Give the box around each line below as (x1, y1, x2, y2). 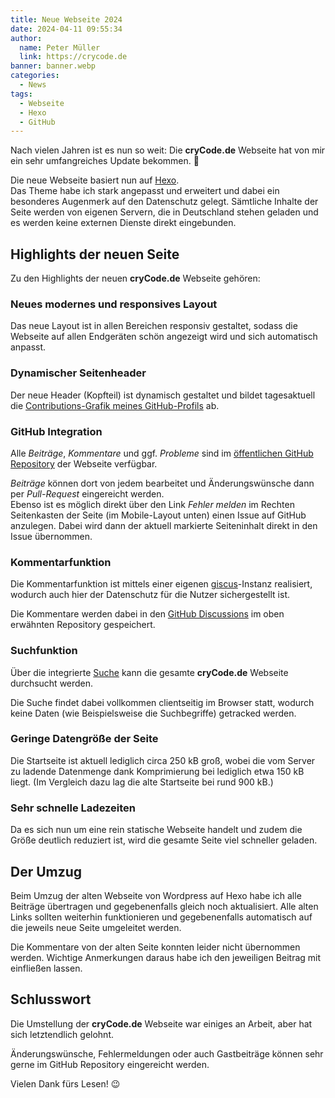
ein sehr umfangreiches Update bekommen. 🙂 (10, 155, 200, 167)
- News (19, 80, 47, 90)
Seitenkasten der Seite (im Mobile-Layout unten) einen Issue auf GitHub (10, 509, 307, 521)
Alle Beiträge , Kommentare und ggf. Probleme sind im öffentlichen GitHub (10, 447, 314, 459)
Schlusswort (10, 991, 92, 1008)
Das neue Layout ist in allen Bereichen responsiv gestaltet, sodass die (10, 320, 298, 332)
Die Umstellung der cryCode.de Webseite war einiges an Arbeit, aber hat (10, 1017, 313, 1030)
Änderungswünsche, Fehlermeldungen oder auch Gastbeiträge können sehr (10, 1047, 324, 1060)
